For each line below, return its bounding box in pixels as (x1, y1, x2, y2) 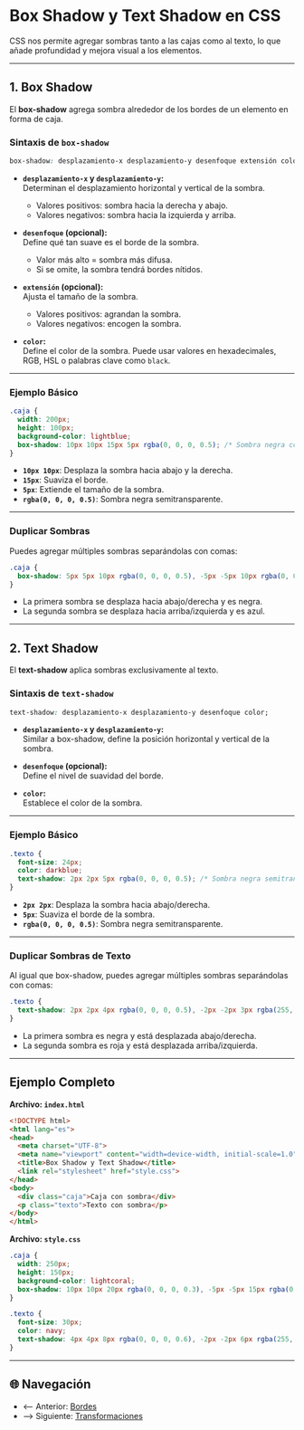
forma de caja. (9, 113, 63, 124)
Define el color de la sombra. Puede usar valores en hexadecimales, (22, 345, 277, 356)
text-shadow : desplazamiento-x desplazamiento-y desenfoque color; (9, 708, 270, 717)
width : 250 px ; (17, 1260, 71, 1269)
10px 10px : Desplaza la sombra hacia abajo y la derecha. (22, 465, 233, 476)
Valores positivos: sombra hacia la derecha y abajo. (35, 200, 229, 211)
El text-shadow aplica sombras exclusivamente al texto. (9, 664, 219, 675)
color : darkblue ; (17, 866, 83, 875)
